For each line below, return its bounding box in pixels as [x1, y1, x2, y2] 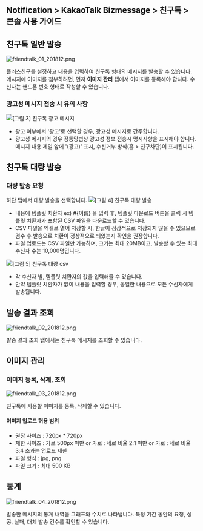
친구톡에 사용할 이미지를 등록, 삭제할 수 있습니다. [6, 402, 121, 409]
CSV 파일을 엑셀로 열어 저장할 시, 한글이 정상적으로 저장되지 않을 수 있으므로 [15, 225, 196, 232]
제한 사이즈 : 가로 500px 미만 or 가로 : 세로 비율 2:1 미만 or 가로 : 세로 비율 [15, 439, 191, 446]
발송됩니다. [15, 288, 42, 295]
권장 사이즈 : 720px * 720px [15, 432, 83, 439]
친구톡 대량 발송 [6, 162, 62, 172]
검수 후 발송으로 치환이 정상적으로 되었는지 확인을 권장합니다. [15, 232, 159, 240]
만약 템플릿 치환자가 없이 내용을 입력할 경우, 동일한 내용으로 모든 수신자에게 [15, 280, 193, 288]
